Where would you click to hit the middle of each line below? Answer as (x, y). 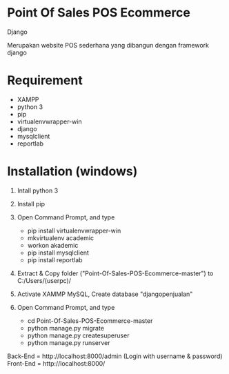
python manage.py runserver (69, 342)
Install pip (31, 204)
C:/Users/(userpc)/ (44, 280)
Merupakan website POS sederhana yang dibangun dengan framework (108, 45)
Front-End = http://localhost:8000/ (56, 363)
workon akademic (53, 245)
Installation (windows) (72, 171)
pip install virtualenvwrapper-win (74, 230)
